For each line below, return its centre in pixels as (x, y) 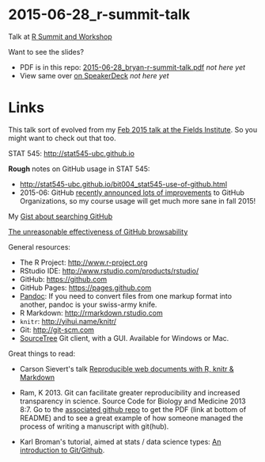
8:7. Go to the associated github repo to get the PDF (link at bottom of (133, 409)
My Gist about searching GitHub (61, 216)
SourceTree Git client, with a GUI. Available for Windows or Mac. (124, 338)
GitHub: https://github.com (63, 279)
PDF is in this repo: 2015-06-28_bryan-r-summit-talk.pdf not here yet (132, 67)
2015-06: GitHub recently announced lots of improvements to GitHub (132, 193)
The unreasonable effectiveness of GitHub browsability (98, 231)
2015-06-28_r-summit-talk (99, 15)
